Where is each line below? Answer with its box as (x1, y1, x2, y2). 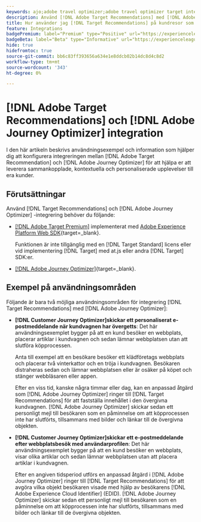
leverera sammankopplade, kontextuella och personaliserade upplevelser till (6, 165, 193, 172)
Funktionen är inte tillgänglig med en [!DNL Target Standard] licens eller (14, 241, 191, 248)
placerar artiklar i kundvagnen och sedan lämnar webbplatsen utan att (14, 335, 188, 342)
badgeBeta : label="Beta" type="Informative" (6, 37, 119, 43)
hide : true (6, 43, 33, 48)
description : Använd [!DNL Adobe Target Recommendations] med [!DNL (6, 14, 181, 20)
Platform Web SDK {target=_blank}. (14, 229, 101, 236)
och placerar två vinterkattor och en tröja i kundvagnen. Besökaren (14, 360, 181, 367)
